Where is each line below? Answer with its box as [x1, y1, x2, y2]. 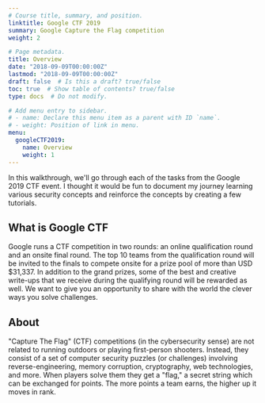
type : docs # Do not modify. [8, 92, 108, 100]
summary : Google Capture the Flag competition [8, 26, 165, 34]
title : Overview [8, 56, 62, 63]
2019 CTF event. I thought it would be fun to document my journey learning [8, 181, 253, 190]
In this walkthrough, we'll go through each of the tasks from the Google [8, 172, 240, 182]
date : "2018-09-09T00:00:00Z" [8, 63, 108, 71]
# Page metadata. [8, 48, 66, 56]
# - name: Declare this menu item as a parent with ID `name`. [8, 114, 221, 122]
